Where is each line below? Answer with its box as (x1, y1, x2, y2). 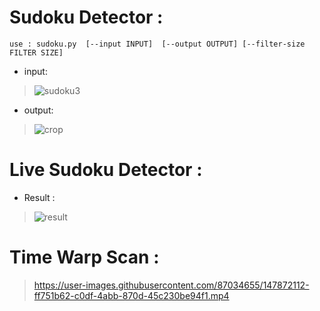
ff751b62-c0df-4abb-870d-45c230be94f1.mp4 (33, 289, 230, 301)
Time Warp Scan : (9, 246, 160, 269)
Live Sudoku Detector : (9, 159, 203, 181)
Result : (23, 191, 56, 203)
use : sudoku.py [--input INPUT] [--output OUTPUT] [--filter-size (9, 39, 306, 49)
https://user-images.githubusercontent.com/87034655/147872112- (33, 279, 310, 291)
